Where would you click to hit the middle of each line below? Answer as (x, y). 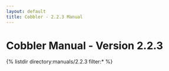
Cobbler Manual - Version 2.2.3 (85, 46)
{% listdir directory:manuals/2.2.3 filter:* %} (59, 62)
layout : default (26, 11)
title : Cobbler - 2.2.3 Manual (44, 17)
